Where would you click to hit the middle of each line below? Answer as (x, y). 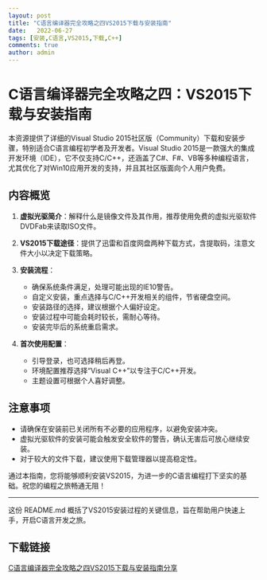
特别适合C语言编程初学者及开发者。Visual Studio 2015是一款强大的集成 (138, 147)
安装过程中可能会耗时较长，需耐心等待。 (98, 316)
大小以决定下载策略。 (62, 253)
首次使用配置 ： (44, 343)
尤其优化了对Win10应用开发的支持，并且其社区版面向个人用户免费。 (119, 167)
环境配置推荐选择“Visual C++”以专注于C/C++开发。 (116, 370)
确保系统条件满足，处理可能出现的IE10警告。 (104, 287)
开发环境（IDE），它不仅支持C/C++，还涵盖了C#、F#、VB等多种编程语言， (131, 158)
